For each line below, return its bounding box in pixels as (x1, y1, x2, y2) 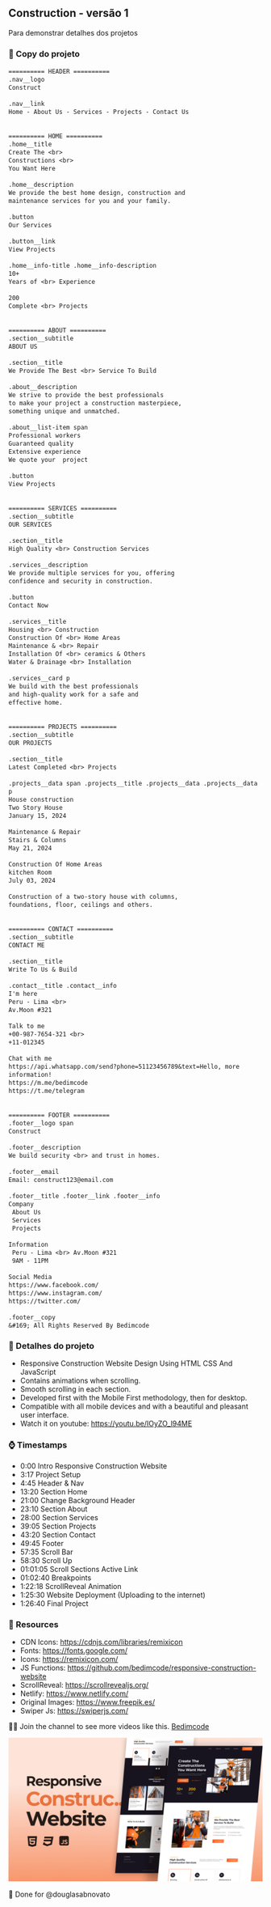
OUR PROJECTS (8, 739, 52, 748)
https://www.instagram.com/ (8, 1290, 103, 1298)
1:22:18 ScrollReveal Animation (19, 1581, 122, 1591)
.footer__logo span (8, 1120, 74, 1128)
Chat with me (8, 1055, 52, 1063)
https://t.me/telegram (8, 1087, 85, 1095)
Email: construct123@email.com (8, 1176, 114, 1184)
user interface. (19, 1410, 69, 1420)
